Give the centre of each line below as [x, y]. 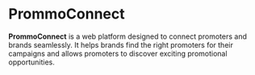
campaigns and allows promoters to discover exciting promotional [118, 53]
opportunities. [31, 62]
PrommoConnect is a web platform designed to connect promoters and [128, 36]
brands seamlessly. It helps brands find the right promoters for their [121, 44]
